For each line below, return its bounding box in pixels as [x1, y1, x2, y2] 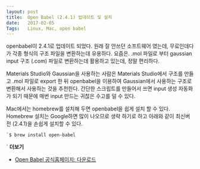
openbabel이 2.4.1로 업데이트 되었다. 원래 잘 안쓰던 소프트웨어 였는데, [6, 42, 168, 50]
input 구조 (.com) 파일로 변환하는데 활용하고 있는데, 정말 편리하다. [6, 57, 160, 64]
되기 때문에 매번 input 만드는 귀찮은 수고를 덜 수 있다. [12, 93, 136, 100]
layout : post [6, 8, 39, 15]
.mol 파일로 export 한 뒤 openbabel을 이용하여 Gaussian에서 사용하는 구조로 [12, 78, 192, 85]
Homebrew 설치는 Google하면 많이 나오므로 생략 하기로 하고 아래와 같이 [6, 113, 174, 120]
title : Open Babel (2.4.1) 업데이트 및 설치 [6, 14, 112, 20]
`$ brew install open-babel [6, 132, 76, 138]
